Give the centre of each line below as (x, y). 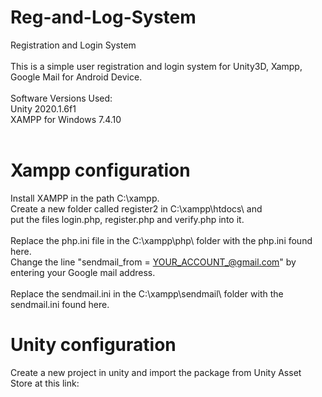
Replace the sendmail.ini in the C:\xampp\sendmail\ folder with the (147, 293)
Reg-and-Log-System (103, 17)
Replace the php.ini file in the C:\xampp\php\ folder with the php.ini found (161, 240)
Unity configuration (93, 345)
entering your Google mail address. (83, 272)
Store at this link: (45, 383)
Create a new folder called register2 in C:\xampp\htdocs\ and (136, 208)
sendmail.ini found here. (60, 304)
